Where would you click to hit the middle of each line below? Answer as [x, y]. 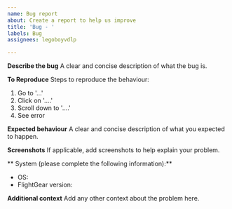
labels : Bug [25, 33]
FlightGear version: [45, 185]
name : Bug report [33, 14]
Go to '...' [30, 93]
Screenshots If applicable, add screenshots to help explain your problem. [114, 150]
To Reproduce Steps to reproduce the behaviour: [78, 80]
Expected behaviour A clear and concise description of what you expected [116, 129]
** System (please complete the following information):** [90, 164]
